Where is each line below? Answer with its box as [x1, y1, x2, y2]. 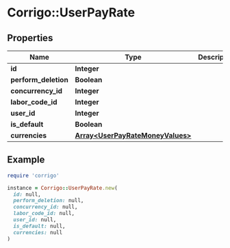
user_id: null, [13, 216, 57, 223]
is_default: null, [13, 223, 66, 230]
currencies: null [13, 229, 63, 236]
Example [7, 154, 45, 166]
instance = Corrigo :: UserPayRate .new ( [7, 184, 118, 191]
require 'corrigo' [7, 172, 60, 179]
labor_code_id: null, [13, 210, 75, 217]
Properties [7, 32, 53, 44]
